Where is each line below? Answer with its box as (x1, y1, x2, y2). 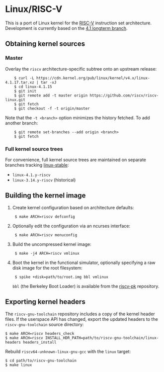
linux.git (5, 97, 26, 102)
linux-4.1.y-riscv (12, 173, 51, 178)
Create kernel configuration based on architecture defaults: (12, 204, 134, 210)
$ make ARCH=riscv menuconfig (14, 232, 78, 237)
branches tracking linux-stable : (5, 162, 69, 168)
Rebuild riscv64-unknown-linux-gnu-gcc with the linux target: (5, 348, 131, 354)
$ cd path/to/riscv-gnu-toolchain (5, 358, 77, 363)
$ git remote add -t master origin (14, 93, 88, 98)
